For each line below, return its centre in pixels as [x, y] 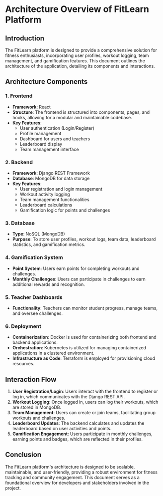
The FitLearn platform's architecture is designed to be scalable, [70, 467]
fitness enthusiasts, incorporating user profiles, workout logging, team [77, 55]
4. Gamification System [34, 257]
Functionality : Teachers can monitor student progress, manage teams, [85, 308]
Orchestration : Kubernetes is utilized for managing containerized [79, 348]
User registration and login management [61, 189]
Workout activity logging [45, 194]
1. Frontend [19, 96]
